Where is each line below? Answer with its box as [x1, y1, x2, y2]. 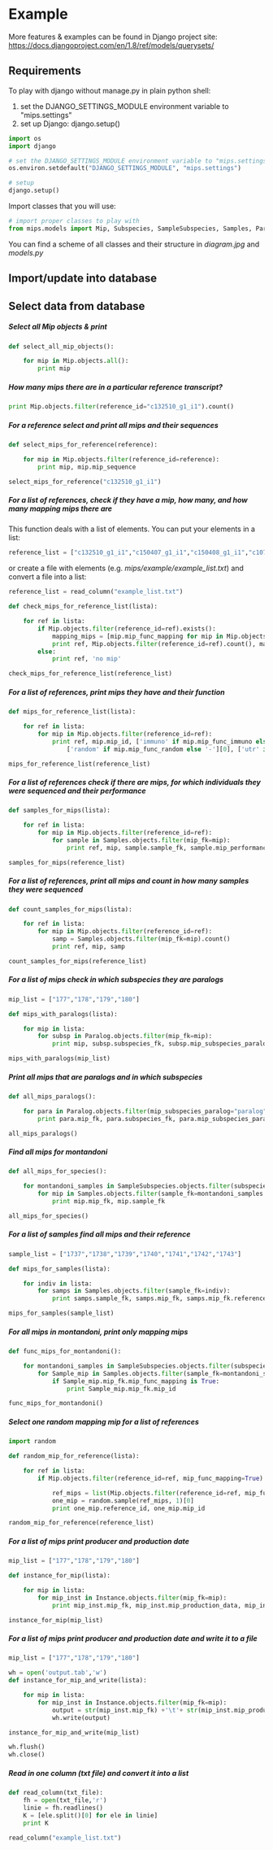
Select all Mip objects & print [8, 322, 108, 332]
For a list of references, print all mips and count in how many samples [8, 876, 249, 886]
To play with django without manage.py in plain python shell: [8, 85, 211, 95]
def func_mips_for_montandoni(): [8, 1347, 122, 1355]
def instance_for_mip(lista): [8, 1572, 111, 1580]
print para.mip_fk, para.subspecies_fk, [37, 1115, 176, 1123]
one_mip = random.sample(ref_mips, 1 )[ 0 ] [51, 1496, 195, 1505]
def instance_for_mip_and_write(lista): [8, 1677, 148, 1685]
